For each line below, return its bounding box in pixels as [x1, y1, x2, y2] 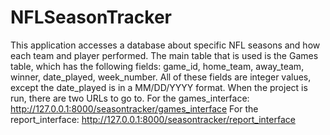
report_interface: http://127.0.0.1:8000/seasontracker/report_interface [10, 113, 296, 125]
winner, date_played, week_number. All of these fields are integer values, [10, 71, 312, 83]
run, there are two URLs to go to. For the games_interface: [10, 92, 250, 104]
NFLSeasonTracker [10, 6, 173, 29]
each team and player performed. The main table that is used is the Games [10, 49, 319, 61]
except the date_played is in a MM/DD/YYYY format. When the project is [10, 81, 308, 93]
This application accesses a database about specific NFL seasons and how [10, 39, 321, 51]
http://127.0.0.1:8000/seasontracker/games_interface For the [10, 102, 259, 115]
